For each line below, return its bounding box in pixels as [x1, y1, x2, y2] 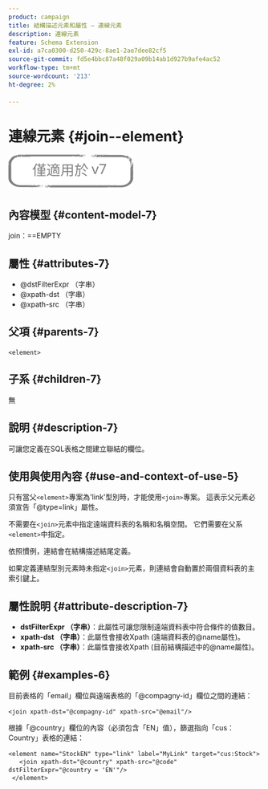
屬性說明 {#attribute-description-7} [8, 599, 189, 613]
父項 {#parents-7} [8, 325, 99, 339]
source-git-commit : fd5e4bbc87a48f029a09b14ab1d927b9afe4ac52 [8, 55, 221, 63]
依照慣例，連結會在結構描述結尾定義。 [8, 547, 135, 556]
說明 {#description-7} [8, 421, 119, 435]
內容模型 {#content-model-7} [8, 208, 157, 222]
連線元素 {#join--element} [8, 127, 185, 145]
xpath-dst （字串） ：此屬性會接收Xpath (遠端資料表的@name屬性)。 [19, 632, 245, 642]
